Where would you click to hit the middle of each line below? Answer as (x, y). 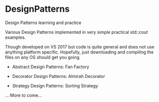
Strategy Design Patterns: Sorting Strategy (55, 86)
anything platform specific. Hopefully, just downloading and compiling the (79, 52)
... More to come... (23, 95)
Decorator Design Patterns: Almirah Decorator (58, 76)
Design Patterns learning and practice (43, 23)
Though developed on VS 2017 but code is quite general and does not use (80, 47)
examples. (15, 37)
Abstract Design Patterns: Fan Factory (51, 67)
